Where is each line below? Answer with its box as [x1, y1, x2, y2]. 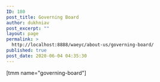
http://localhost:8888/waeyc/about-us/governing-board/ [11, 42, 154, 48]
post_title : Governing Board [6, 14, 79, 20]
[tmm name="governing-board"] [6, 69, 87, 76]
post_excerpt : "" [6, 25, 50, 31]
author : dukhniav [6, 20, 50, 26]
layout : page [6, 31, 39, 37]
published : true [6, 48, 47, 53]
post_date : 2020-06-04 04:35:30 [6, 53, 87, 59]
